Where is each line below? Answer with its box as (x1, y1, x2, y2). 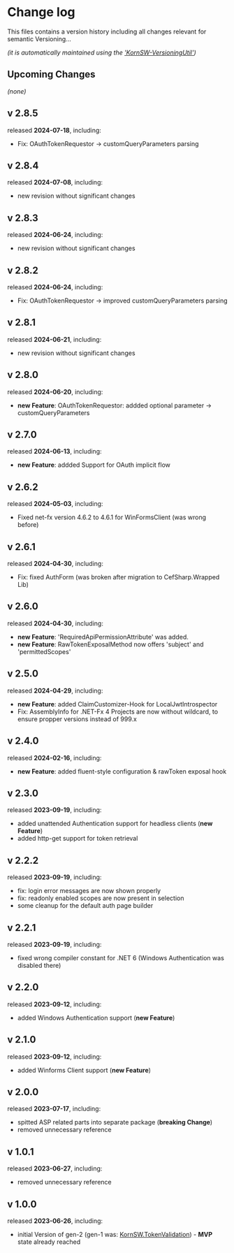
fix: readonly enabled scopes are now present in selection (17, 894, 184, 902)
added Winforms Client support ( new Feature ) (17, 1066, 152, 1074)
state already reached (17, 1238, 81, 1246)
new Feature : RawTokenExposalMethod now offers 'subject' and (17, 640, 204, 649)
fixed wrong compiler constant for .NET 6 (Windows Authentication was (17, 953, 225, 962)
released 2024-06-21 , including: (7, 335, 102, 343)
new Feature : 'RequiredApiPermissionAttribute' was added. (17, 632, 189, 641)
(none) (7, 87, 27, 95)
